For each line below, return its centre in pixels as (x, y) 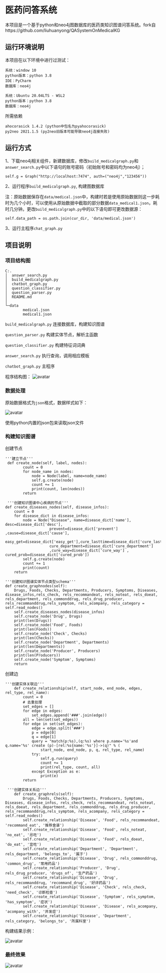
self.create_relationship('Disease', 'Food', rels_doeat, (84, 839)
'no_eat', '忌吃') (23, 835)
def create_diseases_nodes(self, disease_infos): (57, 507)
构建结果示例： (20, 931)
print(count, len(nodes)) (58, 489)
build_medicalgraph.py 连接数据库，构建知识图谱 (55, 324)
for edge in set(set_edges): (53, 724)
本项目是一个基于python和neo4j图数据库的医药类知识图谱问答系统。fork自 (81, 25)
